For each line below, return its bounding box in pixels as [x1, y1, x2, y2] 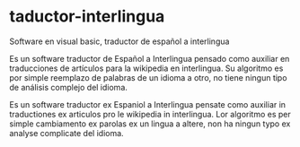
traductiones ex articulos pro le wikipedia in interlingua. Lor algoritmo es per [9, 108, 291, 119]
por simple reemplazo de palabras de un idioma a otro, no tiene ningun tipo [9, 72, 287, 82]
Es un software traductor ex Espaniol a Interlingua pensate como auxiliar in [9, 99, 286, 109]
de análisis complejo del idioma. [9, 82, 128, 92]
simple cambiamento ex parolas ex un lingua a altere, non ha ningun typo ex [9, 118, 291, 129]
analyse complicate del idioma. [9, 127, 124, 138]
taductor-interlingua [9, 6, 165, 27]
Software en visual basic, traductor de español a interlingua [9, 36, 230, 47]
